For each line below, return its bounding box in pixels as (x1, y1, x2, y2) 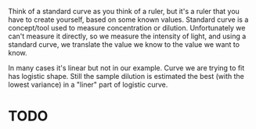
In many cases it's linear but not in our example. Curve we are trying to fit (8, 63, 245, 73)
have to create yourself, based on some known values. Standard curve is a (8, 15, 249, 24)
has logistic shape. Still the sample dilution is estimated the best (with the (8, 72, 245, 81)
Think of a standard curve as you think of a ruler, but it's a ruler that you (8, 7, 240, 16)
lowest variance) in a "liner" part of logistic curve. (8, 80, 168, 89)
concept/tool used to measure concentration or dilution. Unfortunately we (8, 23, 246, 32)
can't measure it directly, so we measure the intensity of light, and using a (8, 31, 247, 41)
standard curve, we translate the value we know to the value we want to (8, 40, 240, 49)
